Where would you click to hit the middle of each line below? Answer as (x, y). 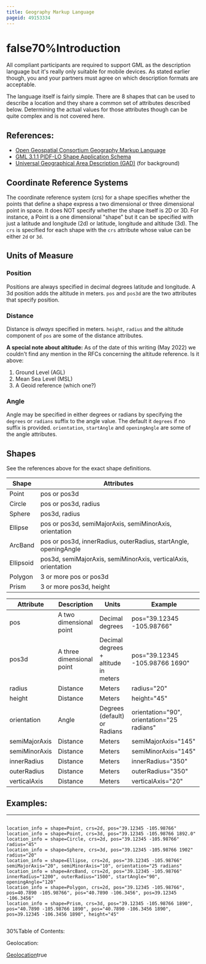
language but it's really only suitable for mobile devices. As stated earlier (98, 72)
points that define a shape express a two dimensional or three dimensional (100, 204)
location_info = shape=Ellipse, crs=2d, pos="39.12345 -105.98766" (94, 860)
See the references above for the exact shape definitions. (79, 468)
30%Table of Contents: (36, 931)
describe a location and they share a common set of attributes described (98, 103)
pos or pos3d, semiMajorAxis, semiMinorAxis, (106, 524)
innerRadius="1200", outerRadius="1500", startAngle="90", (83, 877)
